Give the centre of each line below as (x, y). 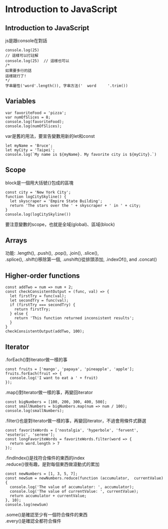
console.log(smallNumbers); (35, 411)
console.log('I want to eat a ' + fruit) (54, 378)
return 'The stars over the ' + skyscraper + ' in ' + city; (75, 205)
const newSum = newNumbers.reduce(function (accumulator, (67, 478)
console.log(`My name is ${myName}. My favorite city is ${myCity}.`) (81, 154)
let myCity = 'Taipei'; (30, 150)
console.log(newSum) (27, 505)
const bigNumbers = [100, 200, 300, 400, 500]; (56, 402)
